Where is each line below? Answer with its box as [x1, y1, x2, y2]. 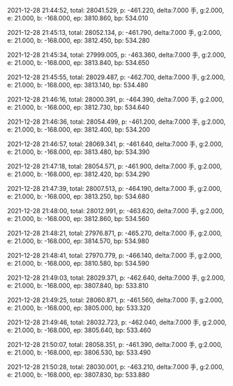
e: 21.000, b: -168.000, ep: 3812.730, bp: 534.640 [7, 103, 150, 111]
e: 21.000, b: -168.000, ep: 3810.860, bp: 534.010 [7, 14, 149, 22]
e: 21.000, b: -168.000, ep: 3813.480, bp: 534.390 [7, 148, 150, 156]
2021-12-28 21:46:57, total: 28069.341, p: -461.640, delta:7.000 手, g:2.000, [7, 140, 223, 148]
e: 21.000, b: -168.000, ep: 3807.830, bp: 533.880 [7, 371, 150, 379]
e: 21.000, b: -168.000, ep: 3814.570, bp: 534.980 [7, 237, 149, 245]
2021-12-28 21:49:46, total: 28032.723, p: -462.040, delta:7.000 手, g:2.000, [7, 318, 227, 327]
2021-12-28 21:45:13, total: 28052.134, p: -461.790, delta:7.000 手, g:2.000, [7, 29, 222, 36]
